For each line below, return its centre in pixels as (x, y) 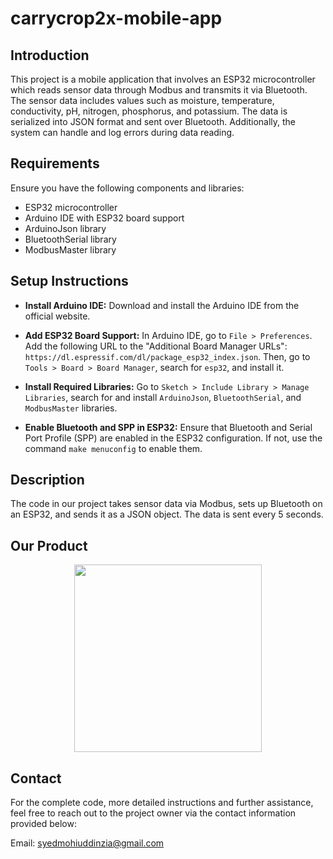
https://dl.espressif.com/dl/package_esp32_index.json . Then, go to (167, 356)
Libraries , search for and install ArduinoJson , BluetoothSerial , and (163, 397)
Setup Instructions (69, 281)
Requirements (55, 163)
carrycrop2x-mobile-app (116, 18)
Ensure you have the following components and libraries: (127, 188)
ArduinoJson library (65, 228)
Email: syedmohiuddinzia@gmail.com (87, 843)
